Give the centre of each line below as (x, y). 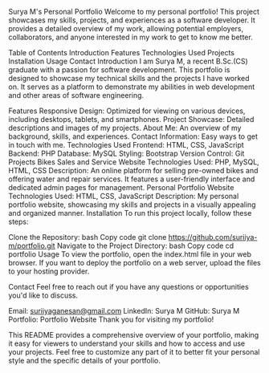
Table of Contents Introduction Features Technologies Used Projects (122, 53)
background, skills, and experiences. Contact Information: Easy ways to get (133, 136)
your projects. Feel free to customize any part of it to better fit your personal (134, 352)
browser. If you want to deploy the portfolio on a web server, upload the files (134, 263)
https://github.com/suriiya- (213, 237)
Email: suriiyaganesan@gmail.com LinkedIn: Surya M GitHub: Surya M (124, 311)
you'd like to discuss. (43, 295)
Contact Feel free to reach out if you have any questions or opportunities (128, 287)
